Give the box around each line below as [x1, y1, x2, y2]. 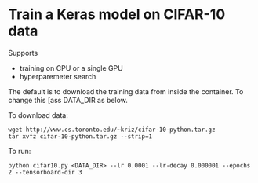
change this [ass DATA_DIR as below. [8, 95, 128, 104]
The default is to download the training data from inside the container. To [8, 86, 244, 96]
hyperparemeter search [19, 71, 96, 81]
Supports [8, 48, 38, 57]
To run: [8, 146, 31, 156]
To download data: [8, 110, 68, 119]
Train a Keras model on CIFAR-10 [8, 5, 226, 24]
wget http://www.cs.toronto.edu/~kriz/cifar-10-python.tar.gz [8, 126, 216, 134]
